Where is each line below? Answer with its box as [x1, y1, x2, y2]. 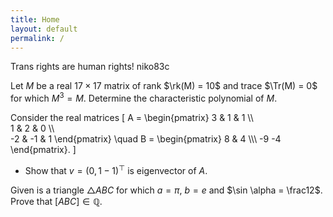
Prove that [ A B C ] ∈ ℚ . [10, 195, 103, 207]
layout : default [10, 24, 78, 34]
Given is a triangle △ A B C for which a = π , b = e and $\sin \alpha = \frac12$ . [10, 184, 323, 196]
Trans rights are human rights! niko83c [10, 61, 170, 73]
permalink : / [10, 33, 65, 43]
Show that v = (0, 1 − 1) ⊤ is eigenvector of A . [24, 163, 208, 176]
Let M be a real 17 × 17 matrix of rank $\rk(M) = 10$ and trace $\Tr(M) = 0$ [10, 80, 318, 92]
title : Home [10, 14, 60, 25]
